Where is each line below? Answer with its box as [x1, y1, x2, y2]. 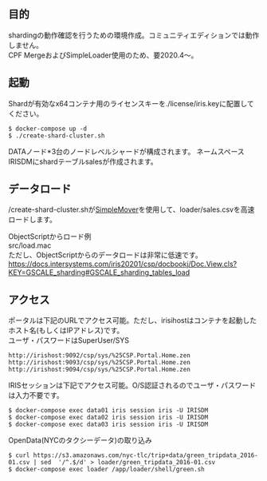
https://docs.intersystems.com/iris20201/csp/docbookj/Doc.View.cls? [8, 259, 238, 269]
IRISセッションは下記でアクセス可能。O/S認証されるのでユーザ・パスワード [8, 380, 257, 390]
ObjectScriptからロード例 [8, 232, 92, 241]
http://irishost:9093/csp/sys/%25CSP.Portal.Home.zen [8, 359, 191, 367]
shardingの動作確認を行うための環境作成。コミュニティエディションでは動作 [8, 30, 260, 40]
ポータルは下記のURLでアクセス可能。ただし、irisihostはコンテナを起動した [8, 316, 257, 325]
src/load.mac [8, 240, 52, 250]
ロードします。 [8, 215, 57, 225]
